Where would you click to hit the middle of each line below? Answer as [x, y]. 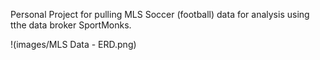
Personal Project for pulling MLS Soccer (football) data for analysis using [160, 14]
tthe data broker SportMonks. [71, 25]
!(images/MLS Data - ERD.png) [73, 44]
